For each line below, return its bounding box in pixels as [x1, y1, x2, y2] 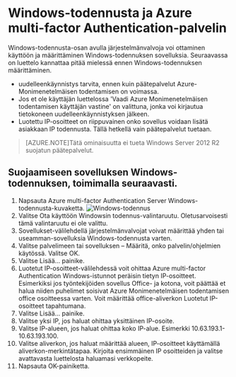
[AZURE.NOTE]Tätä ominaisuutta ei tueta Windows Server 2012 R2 [25, 138, 220, 146]
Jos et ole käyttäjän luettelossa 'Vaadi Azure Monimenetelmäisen [18, 94, 208, 103]
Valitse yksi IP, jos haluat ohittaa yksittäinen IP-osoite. [18, 316, 175, 325]
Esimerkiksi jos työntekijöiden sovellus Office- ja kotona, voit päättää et [18, 279, 226, 287]
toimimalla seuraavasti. [72, 178, 178, 190]
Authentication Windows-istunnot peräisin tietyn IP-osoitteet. [18, 271, 196, 280]
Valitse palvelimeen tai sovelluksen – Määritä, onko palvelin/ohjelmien [18, 241, 221, 250]
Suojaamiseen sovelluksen [8, 166, 129, 178]
